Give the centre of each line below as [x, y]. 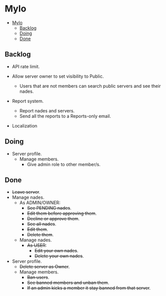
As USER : [37, 245]
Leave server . [26, 192]
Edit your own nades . [56, 251]
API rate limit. [26, 66]
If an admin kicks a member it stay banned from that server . [89, 288]
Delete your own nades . [59, 256]
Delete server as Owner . [45, 267]
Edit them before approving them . [62, 213]
